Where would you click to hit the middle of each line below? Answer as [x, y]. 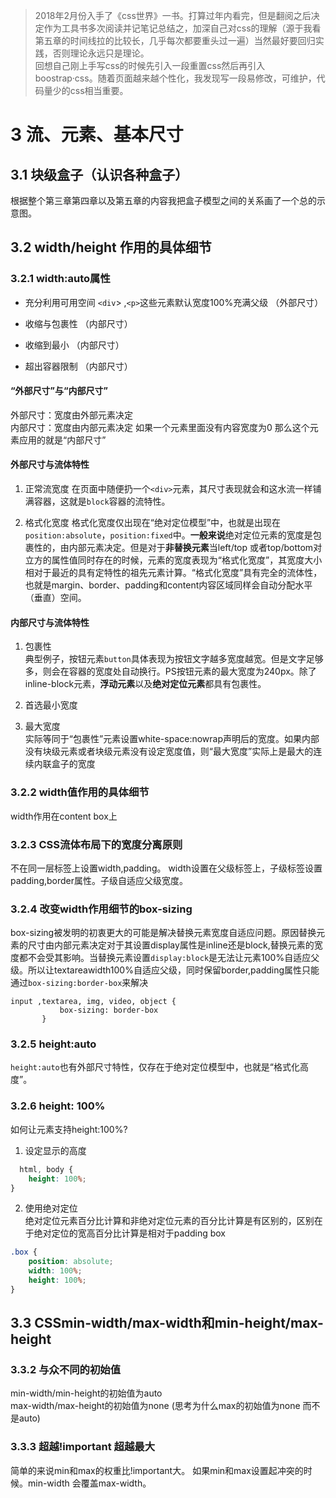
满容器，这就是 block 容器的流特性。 [97, 501]
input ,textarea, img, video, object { [93, 1002]
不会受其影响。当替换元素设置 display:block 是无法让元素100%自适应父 [173, 958]
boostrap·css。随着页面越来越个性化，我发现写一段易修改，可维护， [175, 78]
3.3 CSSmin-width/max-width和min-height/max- [167, 1323]
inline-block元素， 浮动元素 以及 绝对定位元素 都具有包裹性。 [145, 684]
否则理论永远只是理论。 [101, 53]
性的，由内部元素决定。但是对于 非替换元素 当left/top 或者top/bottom [173, 548]
